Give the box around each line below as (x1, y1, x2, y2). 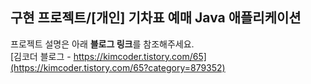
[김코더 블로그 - (10, 50, 72, 62)
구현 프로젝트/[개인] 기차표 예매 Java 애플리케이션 (10, 9, 302, 27)
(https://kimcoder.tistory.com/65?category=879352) (10, 61, 226, 73)
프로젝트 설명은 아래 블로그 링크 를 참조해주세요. (10, 38, 195, 50)
